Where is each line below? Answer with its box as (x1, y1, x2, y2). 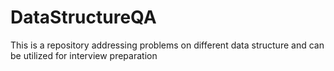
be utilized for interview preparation (10, 49, 158, 61)
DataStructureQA (10, 6, 157, 29)
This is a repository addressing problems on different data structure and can (10, 39, 325, 51)
